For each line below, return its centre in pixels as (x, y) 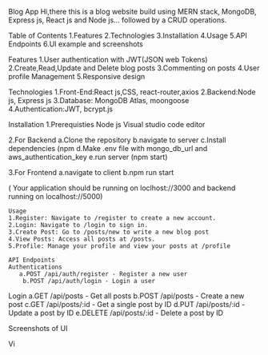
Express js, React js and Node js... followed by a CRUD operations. (118, 20)
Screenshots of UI (38, 328)
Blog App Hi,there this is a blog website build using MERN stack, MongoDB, (133, 12)
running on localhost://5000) (56, 196)
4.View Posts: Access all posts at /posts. (82, 239)
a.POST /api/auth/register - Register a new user (103, 274)
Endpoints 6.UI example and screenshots (76, 44)
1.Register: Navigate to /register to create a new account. (112, 218)
